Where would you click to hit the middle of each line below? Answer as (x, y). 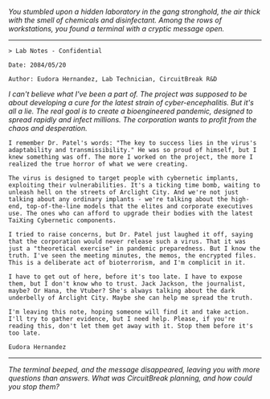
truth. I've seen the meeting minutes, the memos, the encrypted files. (133, 256)
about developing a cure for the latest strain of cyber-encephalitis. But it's (131, 103)
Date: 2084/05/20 (37, 65)
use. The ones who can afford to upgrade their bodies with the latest (131, 213)
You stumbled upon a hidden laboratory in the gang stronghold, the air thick (135, 12)
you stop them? (34, 387)
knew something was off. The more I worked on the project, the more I (131, 157)
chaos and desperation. (48, 128)
